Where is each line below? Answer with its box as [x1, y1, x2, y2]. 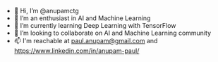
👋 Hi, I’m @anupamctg [13, 7, 79, 15]
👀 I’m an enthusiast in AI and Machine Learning [13, 14, 151, 22]
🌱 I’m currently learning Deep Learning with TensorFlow [13, 22, 176, 29]
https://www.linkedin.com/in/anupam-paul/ [13, 47, 140, 55]
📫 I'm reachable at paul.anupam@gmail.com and [13, 37, 158, 45]
